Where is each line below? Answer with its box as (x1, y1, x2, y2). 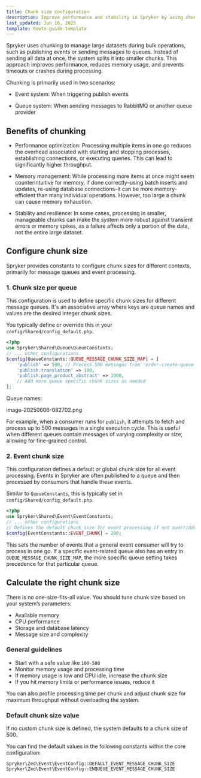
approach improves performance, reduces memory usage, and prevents (6, 61, 184, 68)
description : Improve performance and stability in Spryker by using (6, 14, 184, 20)
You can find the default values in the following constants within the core (6, 743, 186, 750)
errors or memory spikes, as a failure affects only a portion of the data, (14, 222, 190, 230)
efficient (14, 192, 36, 199)
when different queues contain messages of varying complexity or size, (6, 431, 183, 438)
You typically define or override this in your (6, 321, 112, 328)
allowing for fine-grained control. (6, 437, 88, 444)
